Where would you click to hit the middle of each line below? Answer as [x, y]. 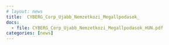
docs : [13, 22]
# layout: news [25, 11]
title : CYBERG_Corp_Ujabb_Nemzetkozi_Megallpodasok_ [73, 17]
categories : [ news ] [30, 33]
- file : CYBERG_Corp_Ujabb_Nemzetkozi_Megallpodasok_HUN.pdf [87, 28]
